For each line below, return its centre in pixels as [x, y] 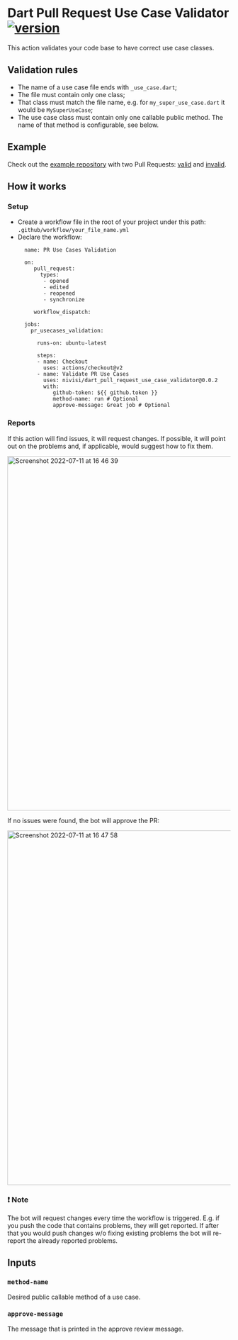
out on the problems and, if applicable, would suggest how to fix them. [110, 446]
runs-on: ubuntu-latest [72, 343]
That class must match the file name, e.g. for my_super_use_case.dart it [121, 102]
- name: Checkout [62, 362]
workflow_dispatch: [62, 312]
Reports [21, 423]
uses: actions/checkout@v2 [83, 368]
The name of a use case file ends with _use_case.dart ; [97, 87]
